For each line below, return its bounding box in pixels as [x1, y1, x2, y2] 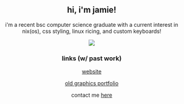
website [81, 68, 102, 75]
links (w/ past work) [61, 54, 122, 63]
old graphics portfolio [64, 80, 119, 87]
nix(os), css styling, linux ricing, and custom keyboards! [22, 27, 162, 35]
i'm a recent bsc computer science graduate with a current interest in [5, 21, 179, 28]
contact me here [71, 91, 112, 99]
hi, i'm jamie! [67, 5, 117, 15]
